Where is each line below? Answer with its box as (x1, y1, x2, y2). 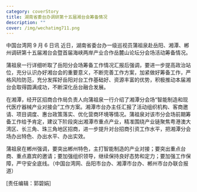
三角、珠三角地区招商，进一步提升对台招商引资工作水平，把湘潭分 (26, 126, 186, 133)
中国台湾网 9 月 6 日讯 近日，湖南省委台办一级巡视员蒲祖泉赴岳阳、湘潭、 (6, 42, 185, 49)
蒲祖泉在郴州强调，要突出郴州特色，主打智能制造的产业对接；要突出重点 (6, 145, 181, 153)
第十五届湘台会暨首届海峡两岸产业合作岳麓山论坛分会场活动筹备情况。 (21, 49, 191, 56)
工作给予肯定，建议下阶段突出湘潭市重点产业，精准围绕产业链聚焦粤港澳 (11, 118, 186, 125)
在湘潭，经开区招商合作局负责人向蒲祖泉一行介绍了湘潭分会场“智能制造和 (6, 96, 184, 103)
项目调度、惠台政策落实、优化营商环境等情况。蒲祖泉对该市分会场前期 (16, 111, 186, 118)
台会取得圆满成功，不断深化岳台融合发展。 (6, 83, 109, 91)
